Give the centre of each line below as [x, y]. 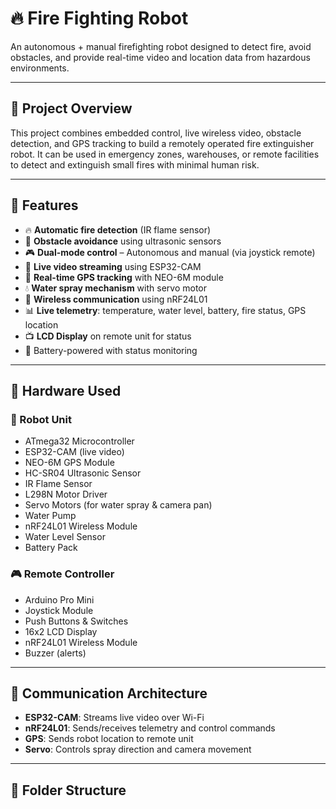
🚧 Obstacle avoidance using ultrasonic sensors [123, 241]
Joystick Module [59, 610]
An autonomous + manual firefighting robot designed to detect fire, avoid [161, 46]
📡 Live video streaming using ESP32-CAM [113, 266]
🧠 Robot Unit [41, 419]
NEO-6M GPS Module [69, 463]
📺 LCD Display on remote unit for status [108, 336]
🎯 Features [44, 205]
